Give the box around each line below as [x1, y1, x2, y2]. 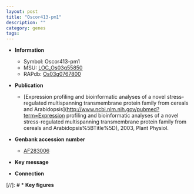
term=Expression [23, 112, 65, 119]
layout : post [6, 8, 38, 15]
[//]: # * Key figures [6, 182, 54, 189]
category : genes [6, 25, 46, 31]
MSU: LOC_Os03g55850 [23, 64, 83, 71]
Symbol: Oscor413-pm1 [23, 58, 81, 65]
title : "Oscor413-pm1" [6, 14, 62, 20]
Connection [14, 170, 44, 177]
